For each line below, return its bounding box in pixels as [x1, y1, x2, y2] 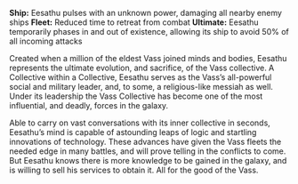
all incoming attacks [9, 36, 83, 46]
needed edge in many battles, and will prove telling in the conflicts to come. [9, 146, 286, 156]
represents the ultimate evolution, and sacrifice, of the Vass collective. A [9, 62, 275, 73]
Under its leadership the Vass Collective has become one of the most [9, 91, 263, 101]
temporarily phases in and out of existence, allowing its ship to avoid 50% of [9, 27, 289, 36]
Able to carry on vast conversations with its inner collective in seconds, [9, 117, 271, 128]
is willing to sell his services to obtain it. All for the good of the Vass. [9, 164, 259, 175]
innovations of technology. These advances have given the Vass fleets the [9, 137, 282, 147]
